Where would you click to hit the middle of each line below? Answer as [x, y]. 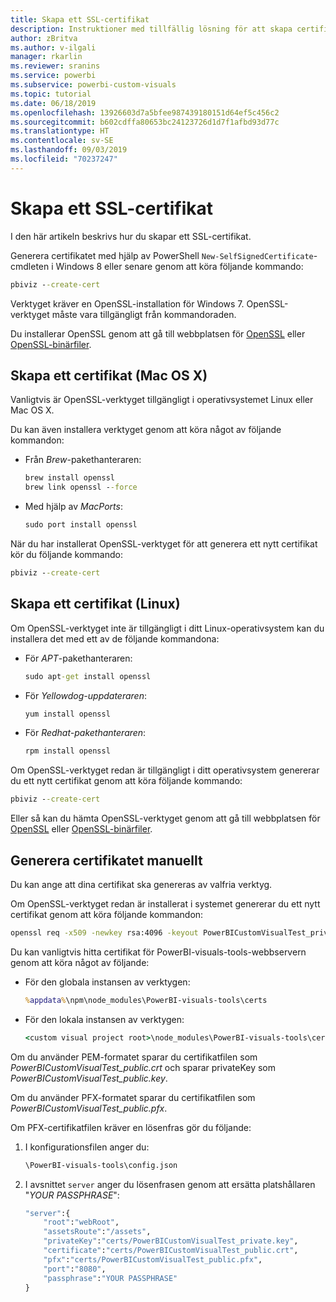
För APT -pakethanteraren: [78, 658]
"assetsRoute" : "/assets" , [97, 1232]
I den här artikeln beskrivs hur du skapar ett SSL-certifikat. [131, 236]
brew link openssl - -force [81, 487]
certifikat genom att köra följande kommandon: [107, 914]
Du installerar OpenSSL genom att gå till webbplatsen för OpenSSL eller [158, 333]
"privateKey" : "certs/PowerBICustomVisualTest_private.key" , [171, 1241]
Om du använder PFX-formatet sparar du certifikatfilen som [133, 1097]
